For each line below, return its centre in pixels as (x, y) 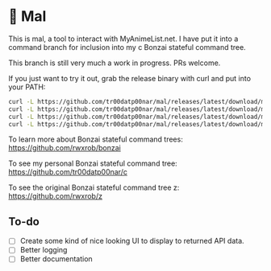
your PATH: (27, 87)
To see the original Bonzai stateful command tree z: (94, 187)
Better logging (44, 250)
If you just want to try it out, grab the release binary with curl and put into (130, 78)
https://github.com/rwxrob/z (56, 196)
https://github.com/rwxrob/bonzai (65, 148)
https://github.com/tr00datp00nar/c (68, 172)
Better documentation (56, 259)
